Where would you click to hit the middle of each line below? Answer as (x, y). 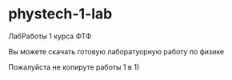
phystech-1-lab (60, 14)
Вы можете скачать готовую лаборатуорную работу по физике (116, 51)
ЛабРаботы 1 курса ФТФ (50, 36)
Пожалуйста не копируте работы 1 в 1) (74, 67)
